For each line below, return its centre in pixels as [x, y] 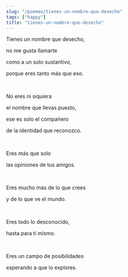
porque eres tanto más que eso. [45, 74]
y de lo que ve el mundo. [36, 199]
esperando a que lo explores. [42, 268]
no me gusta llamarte [32, 51]
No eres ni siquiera [29, 96]
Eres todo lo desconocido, [38, 222]
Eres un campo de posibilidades [45, 256]
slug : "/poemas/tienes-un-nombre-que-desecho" [64, 11]
